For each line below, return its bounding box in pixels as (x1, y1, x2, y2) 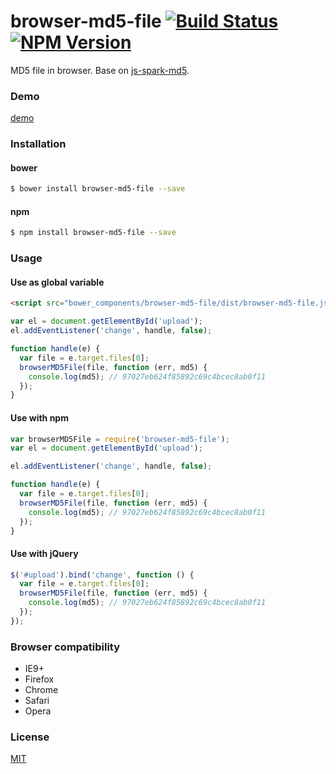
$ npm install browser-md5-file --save (10, 228, 177, 238)
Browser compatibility (10, 640, 121, 654)
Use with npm (10, 411, 69, 424)
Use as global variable (10, 276, 105, 288)
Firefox (24, 673, 55, 685)
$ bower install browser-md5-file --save (10, 184, 186, 194)
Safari (24, 695, 50, 707)
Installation (10, 137, 67, 151)
